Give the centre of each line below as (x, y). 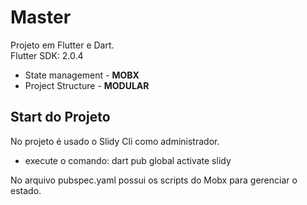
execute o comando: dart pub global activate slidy (128, 160)
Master (41, 17)
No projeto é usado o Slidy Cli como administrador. (115, 141)
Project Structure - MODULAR (87, 85)
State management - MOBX (82, 75)
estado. (26, 190)
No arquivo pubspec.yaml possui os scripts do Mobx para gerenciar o (154, 180)
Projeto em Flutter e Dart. (62, 45)
